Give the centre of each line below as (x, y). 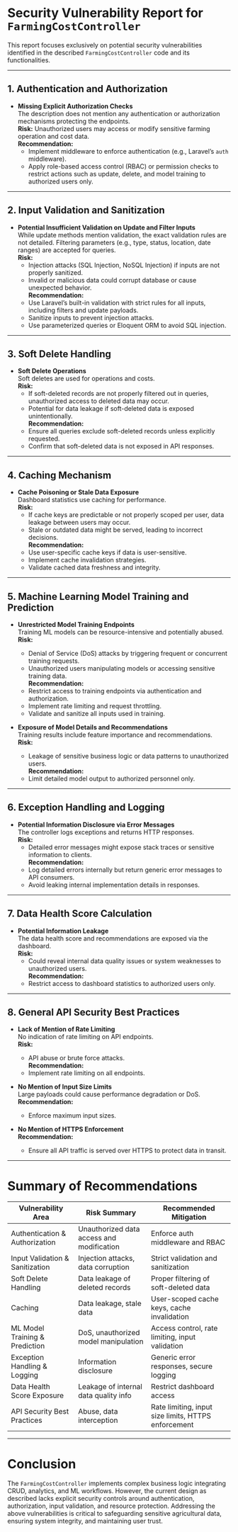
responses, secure (182, 1366)
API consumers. (51, 877)
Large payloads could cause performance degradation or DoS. (109, 1094)
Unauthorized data (109, 1229)
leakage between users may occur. (79, 523)
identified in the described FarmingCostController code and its (98, 52)
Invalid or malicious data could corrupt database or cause (112, 280)
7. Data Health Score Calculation (80, 914)
